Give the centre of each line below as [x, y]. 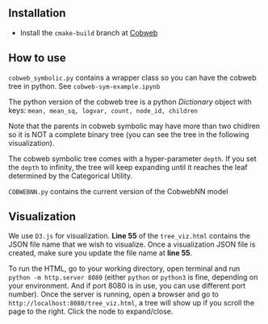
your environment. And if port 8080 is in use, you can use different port [127, 286]
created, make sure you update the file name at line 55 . [100, 253]
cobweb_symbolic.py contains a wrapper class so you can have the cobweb [132, 77]
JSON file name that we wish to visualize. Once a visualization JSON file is [132, 244]
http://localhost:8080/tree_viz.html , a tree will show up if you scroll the [132, 303]
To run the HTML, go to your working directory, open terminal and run [124, 268]
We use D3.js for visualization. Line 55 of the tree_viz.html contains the [129, 236]
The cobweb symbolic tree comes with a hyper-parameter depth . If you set [132, 158]
